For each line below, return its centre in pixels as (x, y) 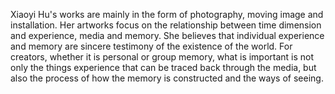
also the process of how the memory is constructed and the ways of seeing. (167, 78)
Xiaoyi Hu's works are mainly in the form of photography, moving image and (167, 14)
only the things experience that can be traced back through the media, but (163, 67)
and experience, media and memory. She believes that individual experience (167, 35)
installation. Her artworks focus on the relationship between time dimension (166, 25)
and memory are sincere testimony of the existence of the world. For (151, 46)
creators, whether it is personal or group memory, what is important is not (162, 57)
